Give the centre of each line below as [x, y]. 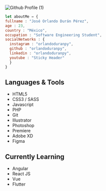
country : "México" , [26, 30]
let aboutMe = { [22, 17]
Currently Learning [35, 157]
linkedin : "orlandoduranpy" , [40, 53]
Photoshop [23, 126]
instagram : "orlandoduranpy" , [41, 44]
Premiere [21, 131]
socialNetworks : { [25, 39]
